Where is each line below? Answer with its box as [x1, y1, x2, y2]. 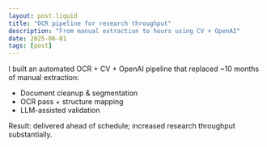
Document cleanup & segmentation [19, 88, 138, 98]
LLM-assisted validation [19, 106, 100, 115]
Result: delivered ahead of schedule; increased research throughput [8, 121, 236, 131]
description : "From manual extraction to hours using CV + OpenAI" [8, 27, 241, 35]
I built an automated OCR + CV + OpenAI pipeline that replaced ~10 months [8, 64, 260, 73]
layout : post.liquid [8, 11, 78, 20]
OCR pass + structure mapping [19, 97, 124, 107]
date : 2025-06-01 [8, 34, 67, 43]
